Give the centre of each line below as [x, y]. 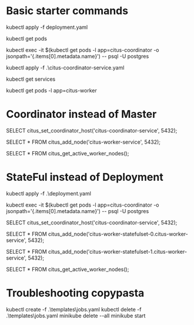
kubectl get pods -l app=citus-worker [51, 90]
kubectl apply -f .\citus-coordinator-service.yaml [65, 67]
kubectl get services [31, 79]
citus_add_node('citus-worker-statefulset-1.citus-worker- [117, 251]
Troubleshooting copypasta [75, 293]
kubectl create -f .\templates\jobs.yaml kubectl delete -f [74, 309]
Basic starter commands [67, 11]
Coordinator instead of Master [81, 115]
